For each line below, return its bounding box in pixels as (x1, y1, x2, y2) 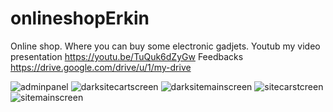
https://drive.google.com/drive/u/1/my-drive (10, 61, 192, 73)
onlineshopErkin (10, 7, 150, 30)
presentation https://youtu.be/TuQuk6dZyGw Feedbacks (10, 50, 244, 62)
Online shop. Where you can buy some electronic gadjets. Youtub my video (10, 40, 321, 52)
